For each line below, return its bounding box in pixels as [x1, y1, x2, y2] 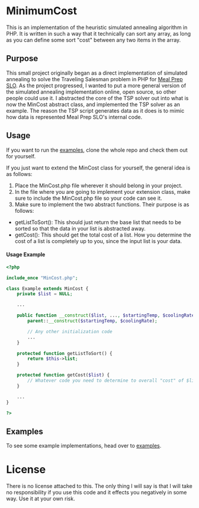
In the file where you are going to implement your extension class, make [14, 188, 191, 195]
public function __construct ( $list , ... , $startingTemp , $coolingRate [17, 312, 195, 318]
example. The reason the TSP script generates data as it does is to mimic [6, 107, 185, 114]
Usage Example [6, 251, 46, 258]
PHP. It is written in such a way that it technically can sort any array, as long [6, 30, 191, 37]
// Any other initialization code [27, 328, 113, 334]
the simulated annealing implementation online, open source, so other [6, 88, 176, 95]
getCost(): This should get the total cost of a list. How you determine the [14, 231, 191, 238]
